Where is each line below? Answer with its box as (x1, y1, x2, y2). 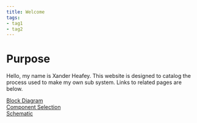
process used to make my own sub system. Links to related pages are (6, 79, 182, 86)
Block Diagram (6, 97, 43, 104)
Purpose (6, 52, 51, 66)
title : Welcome (6, 9, 45, 15)
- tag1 (6, 20, 23, 26)
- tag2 (6, 26, 23, 32)
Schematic (6, 110, 34, 118)
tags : (6, 15, 20, 21)
